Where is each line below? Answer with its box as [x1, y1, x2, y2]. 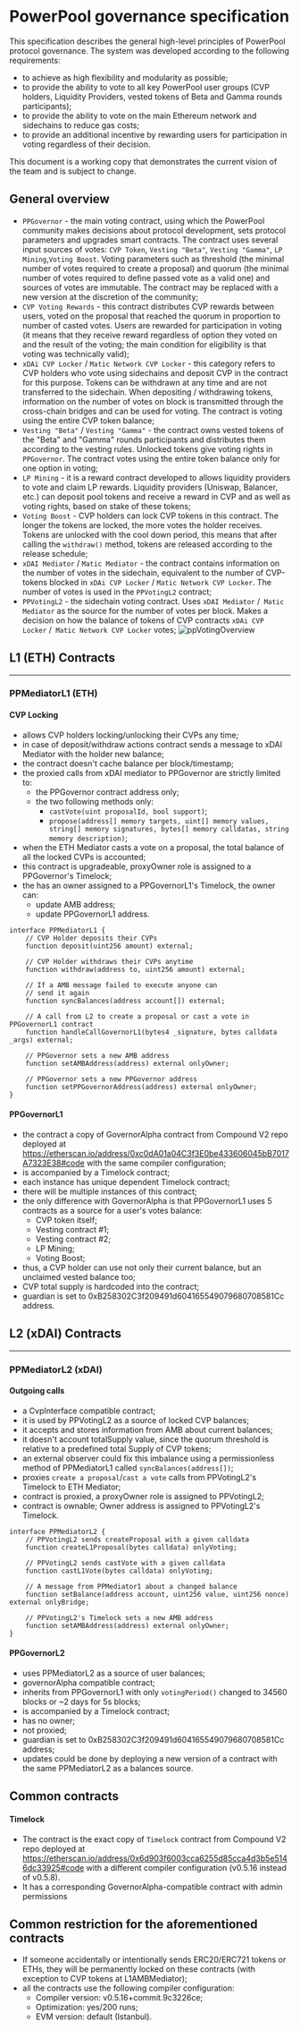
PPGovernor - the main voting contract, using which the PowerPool [21, 215, 265, 226]
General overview [9, 192, 110, 207]
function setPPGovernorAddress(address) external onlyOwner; [25, 1082, 257, 1091]
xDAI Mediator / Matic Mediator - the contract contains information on [21, 558, 280, 568]
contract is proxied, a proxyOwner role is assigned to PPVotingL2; [21, 1490, 265, 1501]
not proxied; [21, 1725, 67, 1736]
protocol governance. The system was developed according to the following [9, 45, 290, 55]
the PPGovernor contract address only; [35, 786, 180, 797]
